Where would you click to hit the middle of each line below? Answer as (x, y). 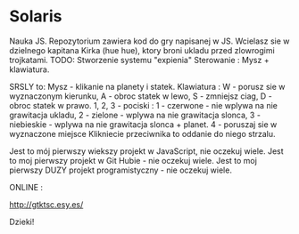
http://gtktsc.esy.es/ (46, 204)
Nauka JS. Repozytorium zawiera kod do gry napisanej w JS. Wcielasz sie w (149, 41)
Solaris (36, 16)
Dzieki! (22, 222)
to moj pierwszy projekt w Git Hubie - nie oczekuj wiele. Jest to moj (133, 160)
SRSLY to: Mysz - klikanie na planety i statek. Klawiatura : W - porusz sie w (147, 86)
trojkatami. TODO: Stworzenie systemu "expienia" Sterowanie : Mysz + (139, 60)
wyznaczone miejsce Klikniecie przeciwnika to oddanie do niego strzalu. (142, 133)
